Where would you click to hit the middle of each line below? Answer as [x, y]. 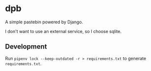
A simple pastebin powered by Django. [44, 22]
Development [26, 47]
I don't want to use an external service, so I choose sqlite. [63, 31]
